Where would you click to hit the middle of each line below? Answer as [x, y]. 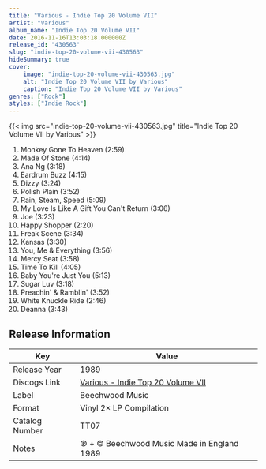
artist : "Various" [39, 23]
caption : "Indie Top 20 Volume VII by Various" [103, 89]
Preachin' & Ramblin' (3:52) [65, 292]
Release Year [37, 370]
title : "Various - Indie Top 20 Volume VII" [83, 15]
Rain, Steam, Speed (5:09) [63, 200]
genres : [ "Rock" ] [37, 96]
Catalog [28, 421]
